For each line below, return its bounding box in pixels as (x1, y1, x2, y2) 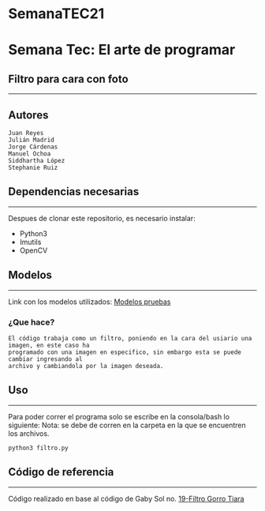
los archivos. (8, 428, 50, 438)
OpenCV (19, 246, 48, 255)
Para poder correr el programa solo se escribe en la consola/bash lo (8, 411, 230, 421)
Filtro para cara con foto (8, 72, 129, 85)
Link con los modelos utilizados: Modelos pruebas (8, 297, 171, 306)
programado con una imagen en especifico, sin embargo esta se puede (8, 348, 242, 356)
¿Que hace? (8, 317, 55, 328)
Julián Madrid (8, 136, 55, 144)
